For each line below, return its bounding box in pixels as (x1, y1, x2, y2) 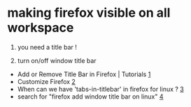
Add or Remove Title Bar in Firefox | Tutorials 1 (17, 70, 151, 78)
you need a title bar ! (17, 43, 77, 51)
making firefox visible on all (7, 5, 171, 21)
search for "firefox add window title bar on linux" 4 (17, 92, 164, 101)
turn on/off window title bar (17, 56, 97, 64)
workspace (7, 20, 74, 36)
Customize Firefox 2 (17, 77, 76, 85)
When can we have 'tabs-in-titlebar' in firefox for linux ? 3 (17, 85, 184, 93)
